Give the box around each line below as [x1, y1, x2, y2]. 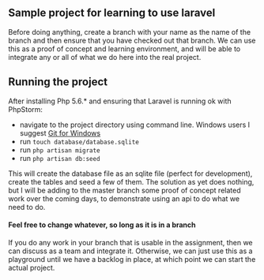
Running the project [8, 75, 108, 89]
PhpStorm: [8, 104, 43, 114]
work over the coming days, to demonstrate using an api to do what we [8, 193, 239, 203]
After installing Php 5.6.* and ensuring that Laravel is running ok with [8, 96, 232, 106]
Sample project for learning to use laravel [8, 6, 216, 20]
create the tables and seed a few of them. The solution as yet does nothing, [8, 177, 255, 186]
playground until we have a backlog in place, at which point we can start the [8, 254, 256, 263]
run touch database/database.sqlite [19, 136, 140, 146]
